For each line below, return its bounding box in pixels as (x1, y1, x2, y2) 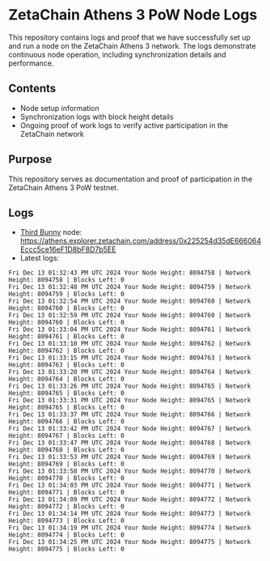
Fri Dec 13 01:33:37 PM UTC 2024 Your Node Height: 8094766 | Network (8, 410, 251, 419)
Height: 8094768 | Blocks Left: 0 (8, 446, 125, 454)
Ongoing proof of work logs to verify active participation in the (19, 120, 229, 130)
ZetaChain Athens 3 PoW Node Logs (8, 6, 258, 24)
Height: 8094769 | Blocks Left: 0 (8, 460, 125, 469)
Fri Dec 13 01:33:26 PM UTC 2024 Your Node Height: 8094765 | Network (8, 382, 251, 390)
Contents (8, 82, 57, 96)
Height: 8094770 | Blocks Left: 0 (8, 474, 125, 482)
